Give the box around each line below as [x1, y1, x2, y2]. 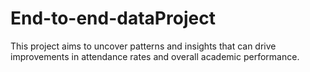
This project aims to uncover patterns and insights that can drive [10, 40, 277, 52]
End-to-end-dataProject [10, 7, 216, 30]
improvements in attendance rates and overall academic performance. [10, 50, 300, 62]
